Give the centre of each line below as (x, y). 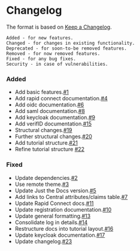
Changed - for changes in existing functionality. (71, 43)
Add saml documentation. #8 (50, 111)
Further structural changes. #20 (54, 137)
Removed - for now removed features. (53, 53)
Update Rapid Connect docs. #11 (54, 203)
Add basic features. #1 (42, 92)
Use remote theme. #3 (42, 184)
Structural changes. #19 (44, 130)
